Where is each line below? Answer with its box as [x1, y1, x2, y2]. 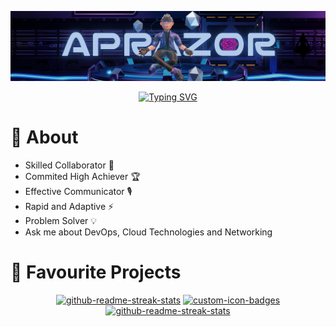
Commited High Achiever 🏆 [24, 170, 141, 182]
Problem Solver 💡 [24, 214, 98, 226]
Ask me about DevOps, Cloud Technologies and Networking [24, 226, 273, 238]
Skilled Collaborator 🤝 [24, 159, 115, 171]
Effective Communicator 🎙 [24, 185, 133, 197]
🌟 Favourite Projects [10, 261, 182, 283]
